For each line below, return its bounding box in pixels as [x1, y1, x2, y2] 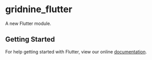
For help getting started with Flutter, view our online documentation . [5, 48, 147, 54]
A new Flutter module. [5, 20, 52, 26]
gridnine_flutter [5, 4, 72, 15]
